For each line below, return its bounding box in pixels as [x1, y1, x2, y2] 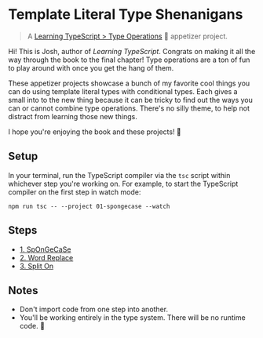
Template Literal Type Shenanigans [8, 5, 243, 24]
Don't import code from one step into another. [19, 304, 169, 314]
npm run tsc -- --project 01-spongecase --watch [8, 202, 170, 210]
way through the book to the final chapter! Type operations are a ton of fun [8, 55, 250, 64]
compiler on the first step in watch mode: [8, 187, 141, 197]
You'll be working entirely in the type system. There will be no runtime [19, 313, 246, 322]
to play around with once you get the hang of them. [8, 63, 174, 72]
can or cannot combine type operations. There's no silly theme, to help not [8, 104, 250, 113]
